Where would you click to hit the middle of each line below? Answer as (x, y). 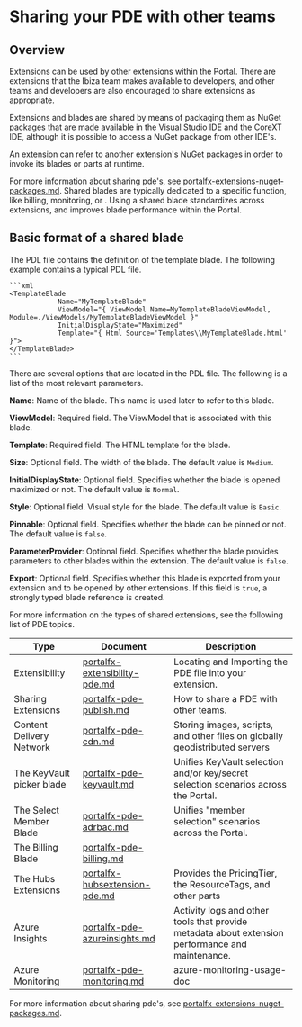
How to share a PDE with (226, 698)
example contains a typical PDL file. (75, 269)
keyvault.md (108, 784)
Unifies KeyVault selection (229, 761)
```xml (22, 285)
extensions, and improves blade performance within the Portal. (126, 210)
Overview (37, 50)
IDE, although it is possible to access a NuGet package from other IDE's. (143, 136)
